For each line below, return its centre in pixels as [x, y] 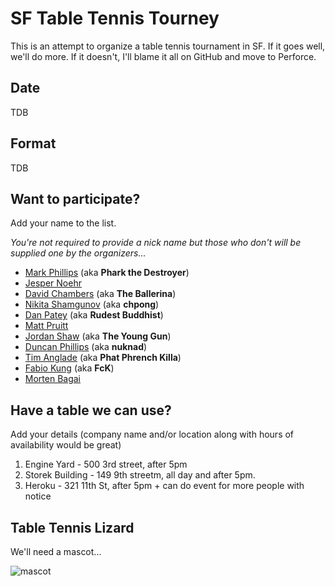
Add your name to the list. [63, 223]
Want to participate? [75, 198]
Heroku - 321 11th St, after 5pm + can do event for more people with [164, 486]
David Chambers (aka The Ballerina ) [100, 294]
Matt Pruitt [46, 326]
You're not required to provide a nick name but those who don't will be [156, 243]
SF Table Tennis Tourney [115, 18]
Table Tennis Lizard [72, 527]
